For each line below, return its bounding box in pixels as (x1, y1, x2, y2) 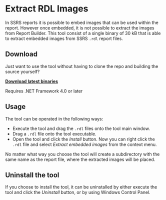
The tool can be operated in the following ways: (5, 115, 103, 121)
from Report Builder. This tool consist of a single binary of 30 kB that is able (5, 30, 161, 36)
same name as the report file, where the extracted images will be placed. (5, 156, 155, 162)
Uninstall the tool (5, 170, 59, 179)
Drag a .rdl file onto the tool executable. (12, 130, 96, 136)
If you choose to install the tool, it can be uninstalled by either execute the (5, 184, 157, 190)
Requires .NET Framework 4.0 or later (5, 88, 83, 94)
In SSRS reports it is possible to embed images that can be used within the (5, 19, 158, 25)
